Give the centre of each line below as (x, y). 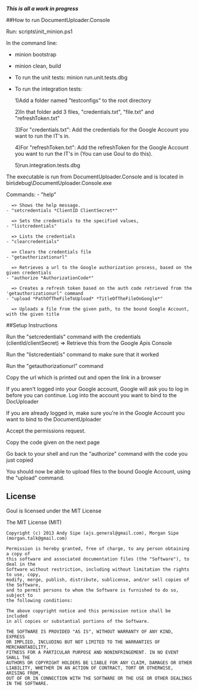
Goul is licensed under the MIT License (54, 511)
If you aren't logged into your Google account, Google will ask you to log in (98, 389)
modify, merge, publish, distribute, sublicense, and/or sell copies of (98, 580)
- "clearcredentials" (33, 242)
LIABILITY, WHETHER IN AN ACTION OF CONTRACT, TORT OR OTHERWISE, (90, 668)
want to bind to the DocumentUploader (54, 419)
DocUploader (23, 402)
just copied (20, 460)
